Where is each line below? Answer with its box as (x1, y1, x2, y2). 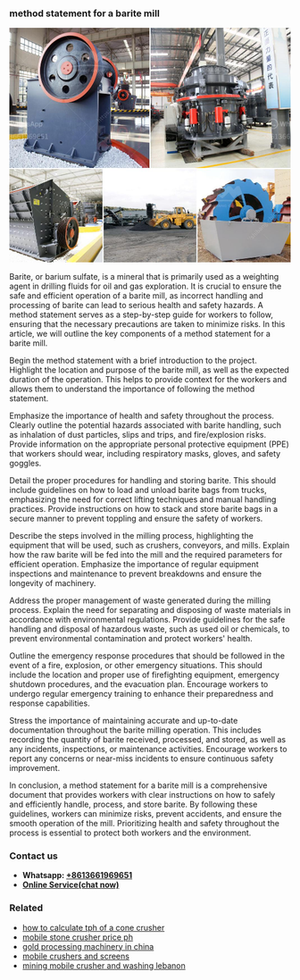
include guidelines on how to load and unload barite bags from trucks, (9, 484, 267, 495)
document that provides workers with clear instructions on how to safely (9, 789, 276, 800)
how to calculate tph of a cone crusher (21, 922, 165, 933)
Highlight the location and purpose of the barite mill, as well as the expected (9, 364, 290, 375)
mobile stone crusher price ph (21, 932, 134, 942)
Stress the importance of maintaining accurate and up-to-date (9, 715, 238, 725)
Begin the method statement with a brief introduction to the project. (9, 355, 257, 365)
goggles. (9, 457, 42, 468)
